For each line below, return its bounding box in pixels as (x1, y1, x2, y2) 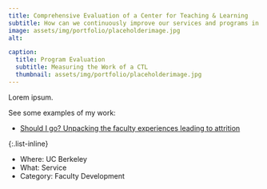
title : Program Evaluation (15, 56, 106, 64)
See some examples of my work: (8, 108, 116, 117)
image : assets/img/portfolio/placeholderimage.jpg (8, 26, 181, 34)
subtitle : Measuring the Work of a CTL (15, 63, 149, 72)
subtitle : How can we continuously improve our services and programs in (8, 19, 260, 27)
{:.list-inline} (8, 139, 49, 148)
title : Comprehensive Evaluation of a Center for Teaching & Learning (8, 11, 249, 20)
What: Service (19, 163, 67, 172)
